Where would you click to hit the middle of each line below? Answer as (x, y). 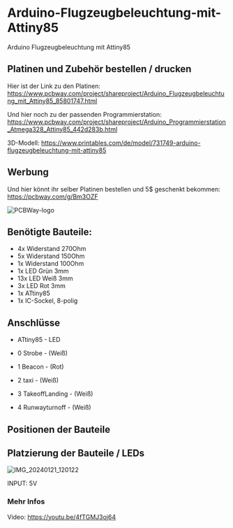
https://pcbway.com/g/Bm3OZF (53, 197)
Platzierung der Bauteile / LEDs (76, 453)
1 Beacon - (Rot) (40, 367)
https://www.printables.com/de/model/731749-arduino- (121, 143)
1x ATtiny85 (34, 293)
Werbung (28, 172)
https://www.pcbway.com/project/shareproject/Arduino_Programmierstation (117, 122)
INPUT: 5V (22, 483)
